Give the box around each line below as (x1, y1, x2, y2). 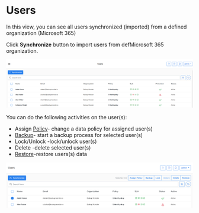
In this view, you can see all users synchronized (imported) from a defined (6, 23, 187, 30)
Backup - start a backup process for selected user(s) (14, 132, 143, 139)
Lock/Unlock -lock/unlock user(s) (14, 138, 97, 145)
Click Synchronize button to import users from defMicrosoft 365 (6, 41, 164, 48)
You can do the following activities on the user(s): (6, 114, 127, 121)
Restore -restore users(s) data (14, 151, 88, 158)
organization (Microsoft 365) (6, 29, 76, 36)
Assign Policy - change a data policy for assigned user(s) (14, 125, 153, 132)
